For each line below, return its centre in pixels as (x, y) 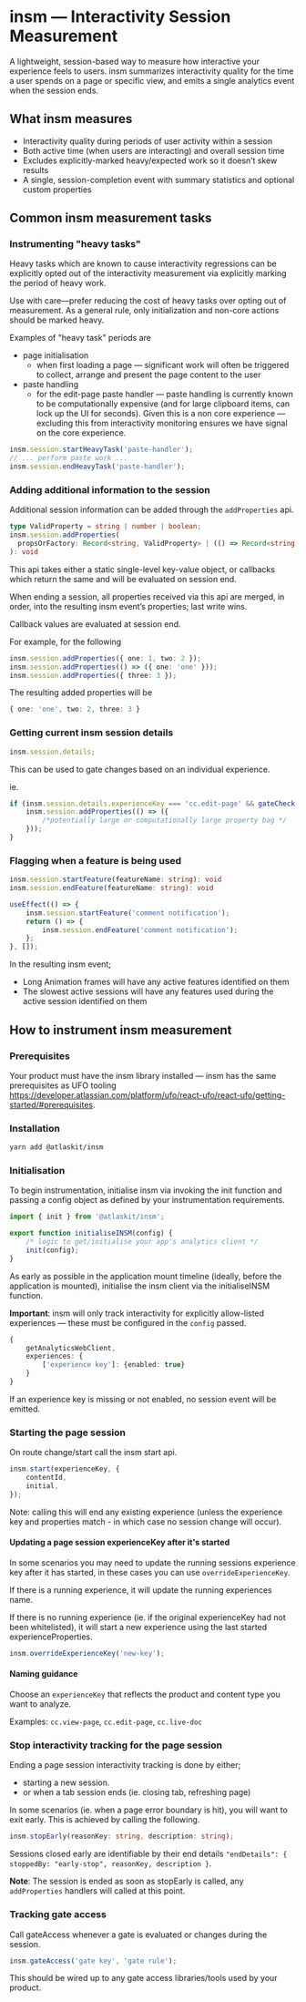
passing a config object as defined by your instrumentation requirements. (147, 1200)
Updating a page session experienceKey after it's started (120, 1543)
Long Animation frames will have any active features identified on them (156, 982)
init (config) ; (52, 1250)
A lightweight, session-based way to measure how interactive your (134, 61)
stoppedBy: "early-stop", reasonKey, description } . (111, 1863)
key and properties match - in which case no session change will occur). (146, 1521)
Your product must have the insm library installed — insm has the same (143, 1075)
